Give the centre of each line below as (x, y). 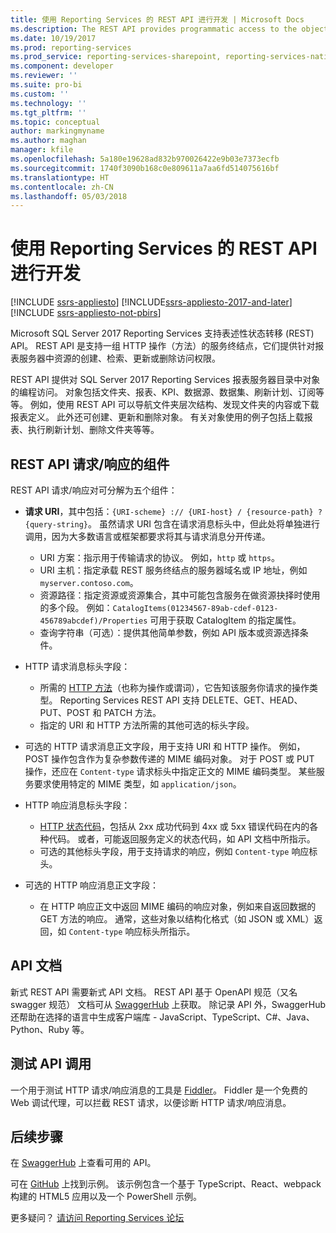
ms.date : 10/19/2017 (53, 38)
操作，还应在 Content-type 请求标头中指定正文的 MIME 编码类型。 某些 (170, 771)
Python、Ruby (40, 1029)
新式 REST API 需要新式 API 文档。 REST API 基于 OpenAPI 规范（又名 (154, 992)
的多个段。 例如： (76, 607)
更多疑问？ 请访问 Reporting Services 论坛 (97, 1218)
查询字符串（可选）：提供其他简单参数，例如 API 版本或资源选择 (169, 632)
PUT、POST (65, 712)
